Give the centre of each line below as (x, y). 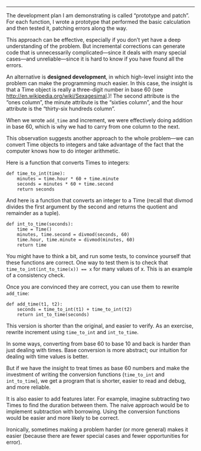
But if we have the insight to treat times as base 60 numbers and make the (98, 368)
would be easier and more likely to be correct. (63, 418)
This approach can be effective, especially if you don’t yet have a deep (94, 40)
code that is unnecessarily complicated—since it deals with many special (96, 52)
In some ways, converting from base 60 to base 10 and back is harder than (98, 344)
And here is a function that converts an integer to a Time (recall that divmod (100, 200)
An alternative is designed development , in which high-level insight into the (100, 77)
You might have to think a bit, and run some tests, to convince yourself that (99, 256)
